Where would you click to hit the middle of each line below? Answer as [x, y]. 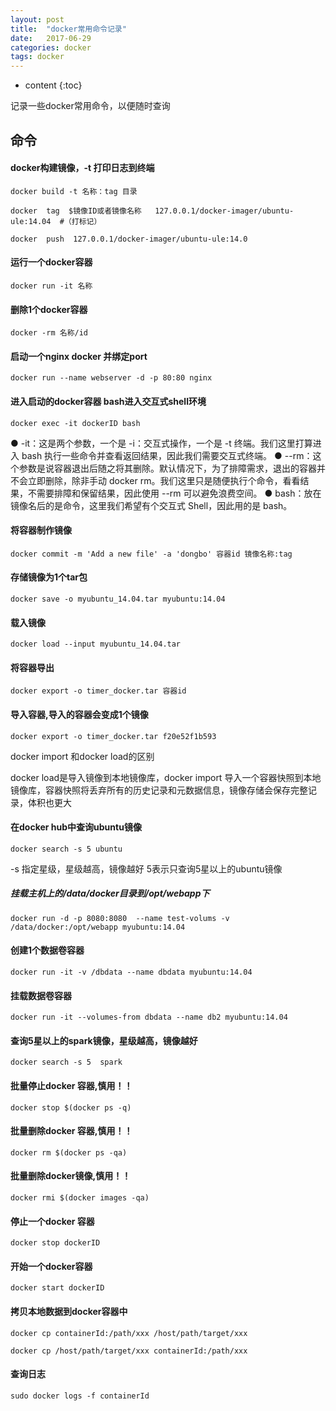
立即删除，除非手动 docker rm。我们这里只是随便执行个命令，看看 [164, 480]
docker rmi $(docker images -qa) [80, 1197]
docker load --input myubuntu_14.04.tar [96, 644]
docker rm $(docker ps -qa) [69, 1152]
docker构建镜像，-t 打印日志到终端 [82, 168]
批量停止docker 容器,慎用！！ [71, 1085]
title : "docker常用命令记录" [68, 29]
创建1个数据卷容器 [47, 950]
